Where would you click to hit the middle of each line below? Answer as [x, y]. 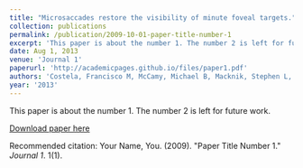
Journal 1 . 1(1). [36, 155]
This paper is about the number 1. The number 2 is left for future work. [140, 110]
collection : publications [58, 26]
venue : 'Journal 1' [46, 60]
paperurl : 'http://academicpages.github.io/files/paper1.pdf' [129, 69]
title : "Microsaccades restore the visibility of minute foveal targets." [153, 18]
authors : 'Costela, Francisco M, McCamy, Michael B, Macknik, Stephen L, [151, 77]
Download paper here [50, 128]
